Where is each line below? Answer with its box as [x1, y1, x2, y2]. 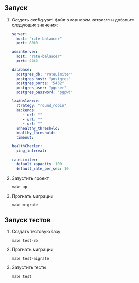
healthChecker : [11, 144, 43, 149]
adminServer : [11, 49, 38, 54]
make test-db [11, 238, 38, 243]
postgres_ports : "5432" [16, 81, 64, 86]
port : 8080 [16, 40, 38, 45]
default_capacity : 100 [16, 162, 62, 166]
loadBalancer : [11, 99, 40, 104]
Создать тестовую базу [11, 229, 61, 235]
